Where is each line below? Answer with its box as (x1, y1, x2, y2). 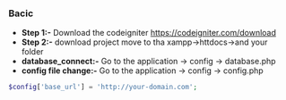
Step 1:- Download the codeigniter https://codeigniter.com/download (21, 28, 277, 38)
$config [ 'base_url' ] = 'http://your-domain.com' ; (8, 83, 198, 92)
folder (21, 46, 44, 57)
